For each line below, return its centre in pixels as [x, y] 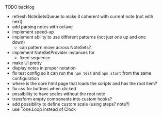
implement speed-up [33, 32]
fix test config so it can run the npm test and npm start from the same [82, 73]
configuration [25, 78]
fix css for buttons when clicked [44, 89]
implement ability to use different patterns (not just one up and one [79, 37]
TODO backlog [20, 7]
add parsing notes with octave [42, 27]
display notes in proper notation [44, 68]
